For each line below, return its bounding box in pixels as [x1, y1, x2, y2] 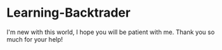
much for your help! [6, 35, 63, 43]
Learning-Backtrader [6, 5, 131, 21]
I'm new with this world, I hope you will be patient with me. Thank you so [6, 28, 215, 36]
